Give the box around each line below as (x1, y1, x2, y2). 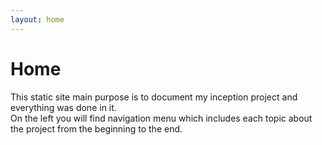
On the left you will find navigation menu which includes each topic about (10, 112, 313, 124)
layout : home (10, 14, 65, 25)
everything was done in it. (10, 101, 117, 113)
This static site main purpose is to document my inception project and (10, 91, 298, 103)
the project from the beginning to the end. (10, 122, 183, 135)
